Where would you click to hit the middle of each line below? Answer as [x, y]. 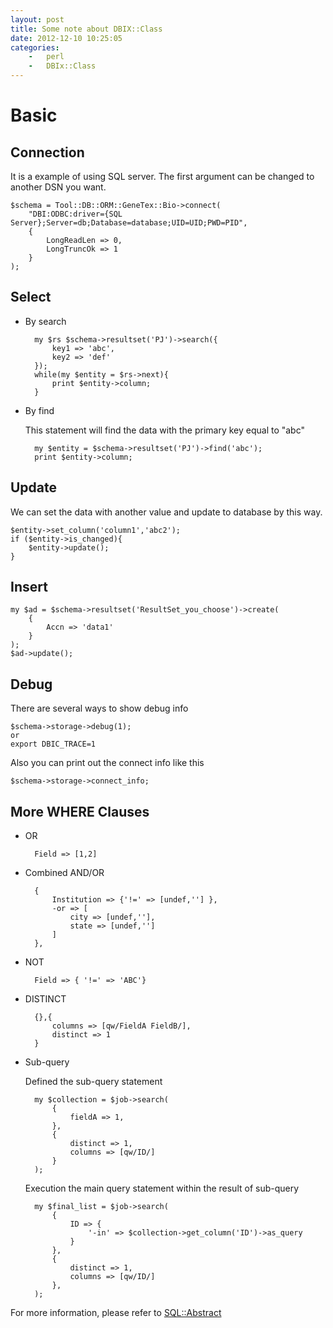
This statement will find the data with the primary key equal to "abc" [165, 430]
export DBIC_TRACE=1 [53, 744]
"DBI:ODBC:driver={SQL [75, 214]
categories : [35, 47]
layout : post [37, 19]
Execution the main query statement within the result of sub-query [162, 1188]
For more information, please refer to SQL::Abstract [116, 1313]
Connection [47, 152]
